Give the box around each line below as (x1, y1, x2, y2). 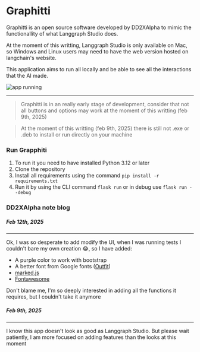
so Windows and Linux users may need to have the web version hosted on (6, 47, 189, 55)
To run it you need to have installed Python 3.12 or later (14, 159, 150, 167)
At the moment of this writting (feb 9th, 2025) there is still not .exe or (20, 125, 189, 132)
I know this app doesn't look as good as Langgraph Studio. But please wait (6, 328, 189, 335)
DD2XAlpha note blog (6, 204, 70, 212)
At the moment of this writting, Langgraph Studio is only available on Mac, (6, 42, 187, 49)
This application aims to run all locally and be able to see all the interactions (6, 65, 192, 72)
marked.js (14, 269, 40, 277)
